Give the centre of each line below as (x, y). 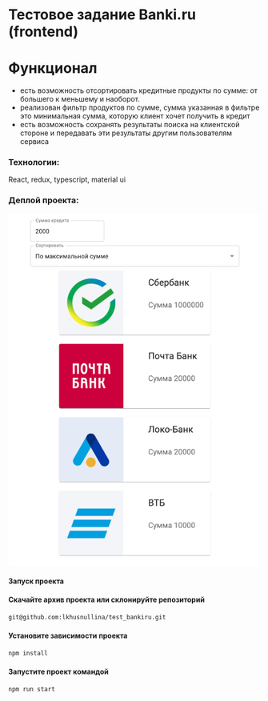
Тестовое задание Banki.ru (102, 15)
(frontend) (43, 32)
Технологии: (34, 162)
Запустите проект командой (59, 671)
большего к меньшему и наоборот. (80, 99)
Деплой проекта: (44, 200)
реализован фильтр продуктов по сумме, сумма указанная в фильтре (140, 108)
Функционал (53, 68)
